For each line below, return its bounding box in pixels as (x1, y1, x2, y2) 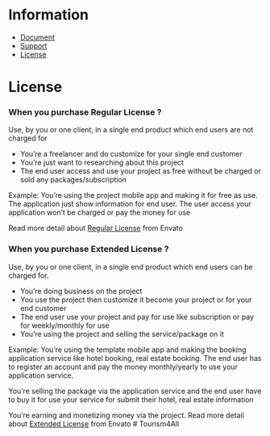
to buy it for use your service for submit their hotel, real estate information (8, 394, 254, 405)
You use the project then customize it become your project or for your (19, 295, 252, 304)
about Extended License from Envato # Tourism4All (8, 418, 180, 429)
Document (19, 32, 55, 42)
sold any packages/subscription (19, 175, 127, 185)
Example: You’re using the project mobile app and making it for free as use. (8, 191, 258, 200)
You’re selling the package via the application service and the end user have (8, 386, 262, 396)
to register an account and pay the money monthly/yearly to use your (8, 362, 238, 371)
